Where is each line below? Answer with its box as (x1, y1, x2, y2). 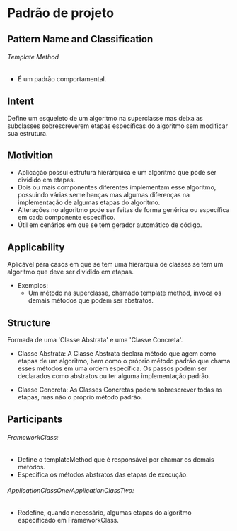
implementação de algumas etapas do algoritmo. (17, 198, 161, 206)
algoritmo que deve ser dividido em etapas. (7, 267, 134, 276)
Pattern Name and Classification (7, 33, 154, 45)
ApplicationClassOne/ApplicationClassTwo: (7, 486, 134, 495)
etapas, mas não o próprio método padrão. (17, 393, 143, 402)
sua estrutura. (7, 129, 48, 137)
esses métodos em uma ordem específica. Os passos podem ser (17, 364, 207, 373)
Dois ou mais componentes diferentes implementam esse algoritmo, (17, 183, 216, 192)
